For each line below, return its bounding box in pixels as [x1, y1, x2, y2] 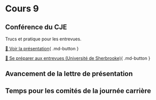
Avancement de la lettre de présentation [5, 70, 133, 78]
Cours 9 [5, 3, 39, 14]
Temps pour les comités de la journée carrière [5, 87, 151, 95]
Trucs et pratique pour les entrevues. [5, 36, 81, 42]
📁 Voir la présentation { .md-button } [5, 46, 79, 51]
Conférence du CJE [5, 23, 67, 31]
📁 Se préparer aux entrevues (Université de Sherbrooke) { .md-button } [5, 55, 150, 61]
